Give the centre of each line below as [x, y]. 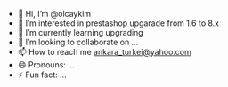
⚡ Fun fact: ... [42, 75]
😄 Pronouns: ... [46, 65]
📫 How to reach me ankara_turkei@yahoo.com [104, 52]
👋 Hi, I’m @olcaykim [54, 14]
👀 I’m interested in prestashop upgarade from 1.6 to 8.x [118, 23]
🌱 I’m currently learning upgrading [81, 32]
